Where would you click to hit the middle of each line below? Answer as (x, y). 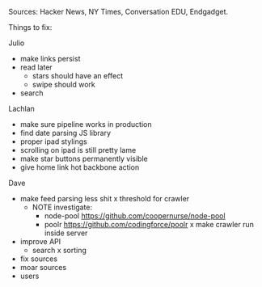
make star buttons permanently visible (84, 158)
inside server (66, 233)
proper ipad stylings (53, 141)
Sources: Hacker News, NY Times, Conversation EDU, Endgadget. (118, 12)
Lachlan (21, 109)
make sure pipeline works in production (86, 124)
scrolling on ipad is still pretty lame (78, 150)
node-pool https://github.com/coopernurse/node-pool (135, 216)
